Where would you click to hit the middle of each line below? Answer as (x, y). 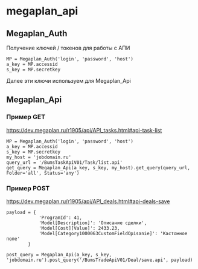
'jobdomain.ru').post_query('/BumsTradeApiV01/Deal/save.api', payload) (100, 260)
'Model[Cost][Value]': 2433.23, (79, 228)
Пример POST (28, 188)
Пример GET (26, 117)
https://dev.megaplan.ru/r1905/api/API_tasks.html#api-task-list (84, 130)
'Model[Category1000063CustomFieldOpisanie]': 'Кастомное (113, 233)
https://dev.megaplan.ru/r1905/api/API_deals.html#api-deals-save (88, 201)
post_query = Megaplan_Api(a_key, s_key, (59, 254)
